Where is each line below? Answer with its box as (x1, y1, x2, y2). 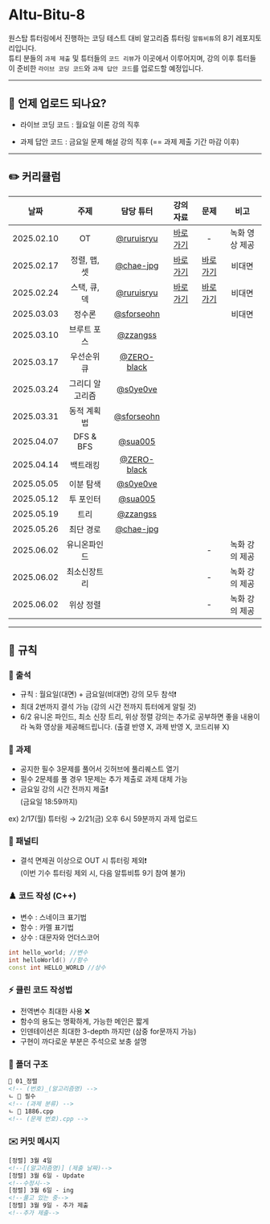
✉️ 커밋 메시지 (8, 1136, 60, 1147)
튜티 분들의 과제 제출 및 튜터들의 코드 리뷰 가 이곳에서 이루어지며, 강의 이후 (8, 53, 235, 63)
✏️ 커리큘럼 (8, 170, 61, 184)
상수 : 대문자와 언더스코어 (19, 933, 100, 943)
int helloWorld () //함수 (8, 956, 88, 964)
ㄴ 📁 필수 (8, 1092, 36, 1101)
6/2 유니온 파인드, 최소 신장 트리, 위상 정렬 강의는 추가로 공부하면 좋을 (19, 712, 239, 721)
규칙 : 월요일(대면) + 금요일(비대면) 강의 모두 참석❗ (19, 689, 177, 699)
